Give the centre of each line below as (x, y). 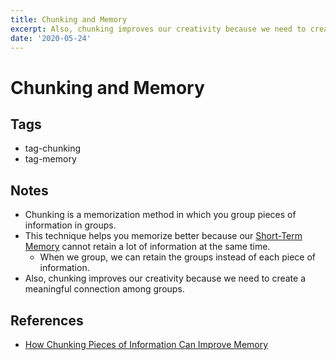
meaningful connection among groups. (104, 289)
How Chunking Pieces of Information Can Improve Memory (146, 344)
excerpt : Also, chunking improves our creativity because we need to (158, 29)
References (47, 320)
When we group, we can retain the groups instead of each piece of (178, 257)
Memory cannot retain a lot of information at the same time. (147, 247)
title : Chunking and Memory (69, 19)
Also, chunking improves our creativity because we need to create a (165, 278)
